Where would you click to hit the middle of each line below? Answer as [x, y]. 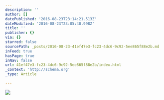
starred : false [21, 42]
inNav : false [19, 60]
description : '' [22, 10]
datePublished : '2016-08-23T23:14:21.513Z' [51, 19]
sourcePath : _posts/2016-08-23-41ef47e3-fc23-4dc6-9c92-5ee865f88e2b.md [82, 47]
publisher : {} [20, 33]
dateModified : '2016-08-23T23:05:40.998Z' [50, 24]
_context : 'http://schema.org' [38, 70]
